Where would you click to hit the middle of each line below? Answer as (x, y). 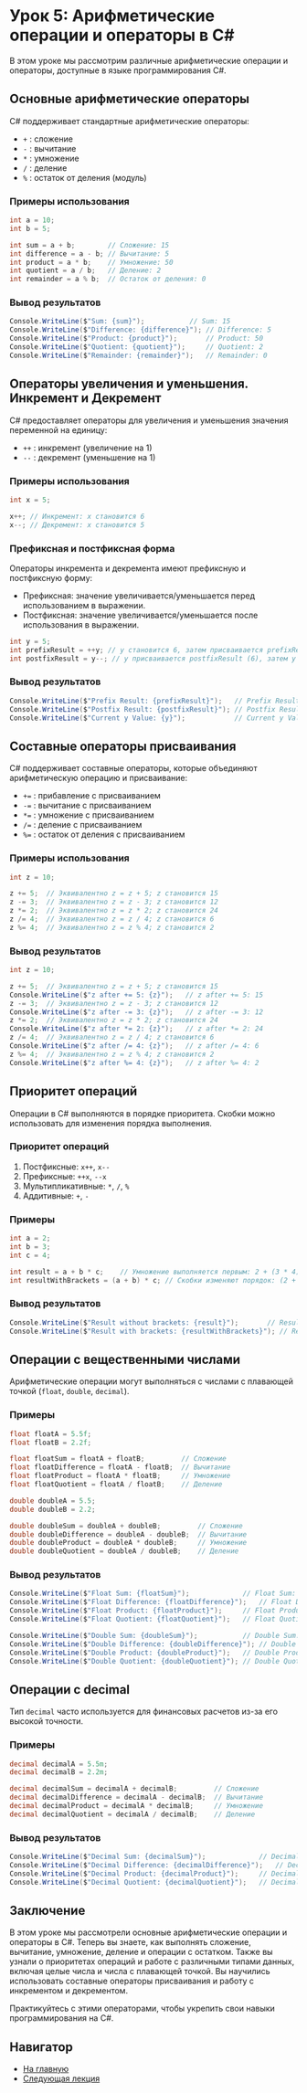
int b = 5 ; (30, 228)
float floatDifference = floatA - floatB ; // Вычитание (120, 1467)
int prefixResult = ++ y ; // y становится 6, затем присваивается (136, 650)
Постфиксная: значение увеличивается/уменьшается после (140, 615)
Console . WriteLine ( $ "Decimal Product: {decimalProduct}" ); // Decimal (155, 1874)
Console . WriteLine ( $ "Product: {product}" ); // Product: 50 (136, 339)
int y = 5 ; (30, 641)
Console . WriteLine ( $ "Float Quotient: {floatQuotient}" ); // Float (143, 1619)
